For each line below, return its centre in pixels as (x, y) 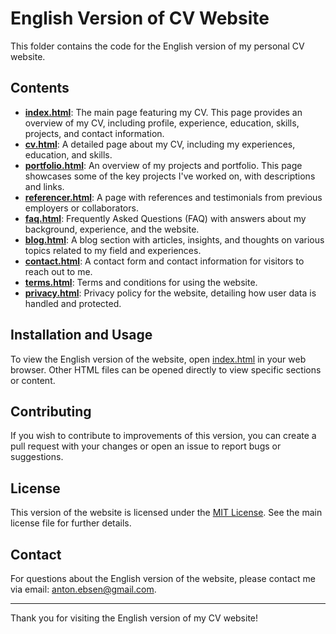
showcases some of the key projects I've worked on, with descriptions (170, 176)
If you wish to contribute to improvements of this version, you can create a (163, 436)
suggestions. (37, 457)
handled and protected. (73, 303)
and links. (44, 186)
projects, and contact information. (94, 133)
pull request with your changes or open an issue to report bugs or (146, 446)
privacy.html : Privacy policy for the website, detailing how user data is (170, 293)
